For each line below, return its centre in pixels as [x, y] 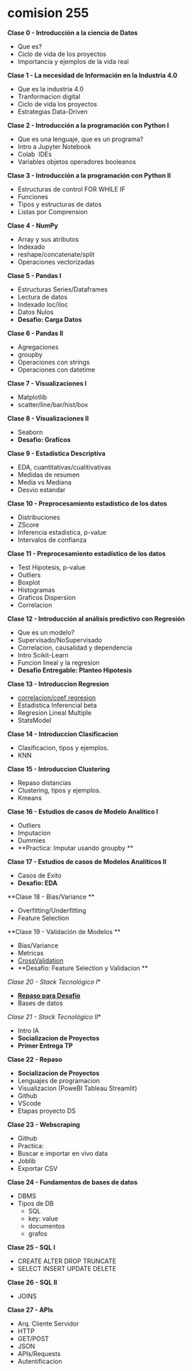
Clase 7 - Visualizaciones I [47, 383]
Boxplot [29, 582]
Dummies [32, 840]
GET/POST [33, 1338]
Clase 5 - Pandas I [34, 275]
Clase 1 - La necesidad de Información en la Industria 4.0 [92, 75]
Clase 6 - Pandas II [35, 333]
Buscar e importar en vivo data [63, 1153]
